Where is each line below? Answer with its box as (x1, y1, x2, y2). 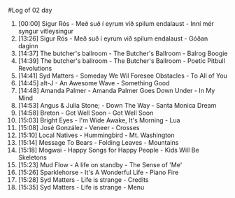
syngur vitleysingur (17, 27, 74, 35)
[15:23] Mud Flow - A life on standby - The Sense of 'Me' (17, 161, 183, 169)
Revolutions (17, 64, 52, 72)
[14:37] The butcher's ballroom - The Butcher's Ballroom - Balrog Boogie (17, 49, 228, 57)
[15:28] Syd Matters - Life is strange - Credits (17, 176, 149, 184)
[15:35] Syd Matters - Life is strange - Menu (17, 183, 145, 191)
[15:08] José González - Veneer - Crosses (17, 124, 140, 132)
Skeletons (17, 153, 48, 162)
